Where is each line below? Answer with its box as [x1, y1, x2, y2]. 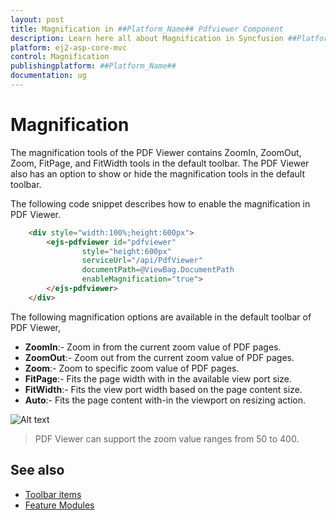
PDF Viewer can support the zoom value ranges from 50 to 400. [34, 432, 300, 445]
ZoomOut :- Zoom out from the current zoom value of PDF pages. [24, 351, 295, 363]
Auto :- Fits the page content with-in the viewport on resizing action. [24, 394, 306, 406]
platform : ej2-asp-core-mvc [10, 42, 128, 53]
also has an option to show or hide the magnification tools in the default [10, 167, 305, 180]
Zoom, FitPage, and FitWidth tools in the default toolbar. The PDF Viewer [10, 157, 310, 169]
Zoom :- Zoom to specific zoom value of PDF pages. [24, 362, 240, 374]
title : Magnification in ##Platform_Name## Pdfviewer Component [10, 24, 284, 34]
